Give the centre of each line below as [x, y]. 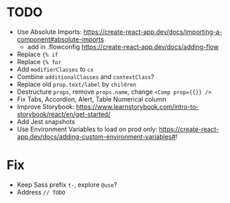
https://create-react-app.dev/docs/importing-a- [153, 32]
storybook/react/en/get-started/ [63, 114]
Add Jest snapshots [46, 121]
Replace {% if [37, 54]
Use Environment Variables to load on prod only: [87, 129]
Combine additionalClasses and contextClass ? [85, 76]
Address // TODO [41, 192]
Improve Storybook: [46, 106]
